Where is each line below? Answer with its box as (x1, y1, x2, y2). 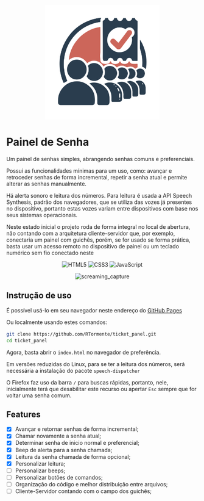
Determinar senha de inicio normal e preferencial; (15, 439, 140, 447)
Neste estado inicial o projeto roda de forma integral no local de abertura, (6, 223, 191, 230)
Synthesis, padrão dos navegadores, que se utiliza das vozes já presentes (6, 198, 192, 206)
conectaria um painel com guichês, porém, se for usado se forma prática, (6, 236, 191, 243)
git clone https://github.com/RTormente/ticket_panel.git (6, 331, 157, 337)
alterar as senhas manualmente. (6, 180, 87, 187)
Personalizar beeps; (15, 467, 66, 474)
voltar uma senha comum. (6, 392, 72, 399)
